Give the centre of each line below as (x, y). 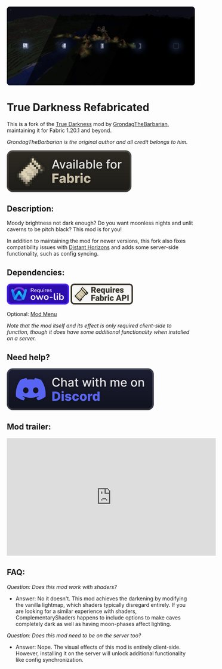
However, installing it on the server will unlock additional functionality (101, 653)
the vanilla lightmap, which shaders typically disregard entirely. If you (101, 604)
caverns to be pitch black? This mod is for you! (64, 229)
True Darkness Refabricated (78, 107)
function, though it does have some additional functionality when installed (98, 332)
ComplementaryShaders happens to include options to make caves (98, 617)
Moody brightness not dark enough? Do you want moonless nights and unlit (100, 223)
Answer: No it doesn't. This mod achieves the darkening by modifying (101, 599)
